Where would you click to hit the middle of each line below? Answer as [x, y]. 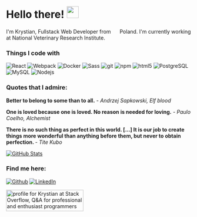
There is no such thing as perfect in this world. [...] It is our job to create [95, 129]
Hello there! [35, 14]
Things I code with [33, 53]
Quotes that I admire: [37, 87]
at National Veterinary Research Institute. [56, 38]
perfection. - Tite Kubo [34, 142]
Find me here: [26, 169]
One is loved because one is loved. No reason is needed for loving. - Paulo [98, 111]
